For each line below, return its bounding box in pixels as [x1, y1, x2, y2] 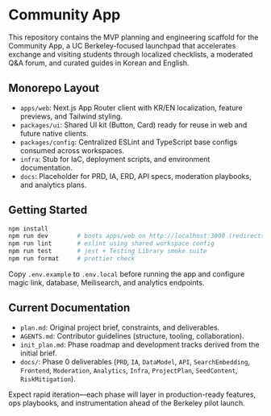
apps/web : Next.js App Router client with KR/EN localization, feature [19, 102, 244, 112]
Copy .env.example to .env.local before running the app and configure [8, 268, 245, 279]
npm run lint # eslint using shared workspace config [8, 239, 215, 248]
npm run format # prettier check [8, 255, 135, 263]
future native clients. [19, 128, 89, 138]
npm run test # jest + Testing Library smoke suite [8, 248, 207, 256]
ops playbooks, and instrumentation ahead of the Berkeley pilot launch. [8, 397, 245, 408]
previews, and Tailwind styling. [19, 111, 123, 121]
